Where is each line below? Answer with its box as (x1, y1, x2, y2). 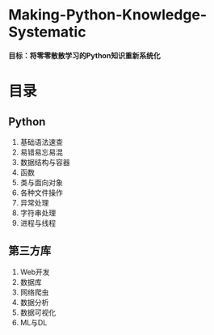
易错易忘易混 (19, 147, 63, 157)
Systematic (8, 23, 86, 41)
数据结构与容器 (19, 157, 70, 167)
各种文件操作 (19, 188, 63, 197)
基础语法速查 (19, 137, 63, 146)
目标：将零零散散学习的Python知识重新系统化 (8, 50, 161, 60)
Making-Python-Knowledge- (8, 6, 208, 24)
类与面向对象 (19, 177, 63, 187)
